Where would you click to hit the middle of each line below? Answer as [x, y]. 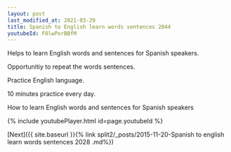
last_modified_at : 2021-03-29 [52, 20]
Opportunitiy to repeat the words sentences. [71, 67]
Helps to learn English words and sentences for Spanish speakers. [103, 53]
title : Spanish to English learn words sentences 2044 [89, 27]
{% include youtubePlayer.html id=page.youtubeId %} [85, 121]
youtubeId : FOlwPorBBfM [42, 33]
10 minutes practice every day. [52, 94]
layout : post [26, 14]
